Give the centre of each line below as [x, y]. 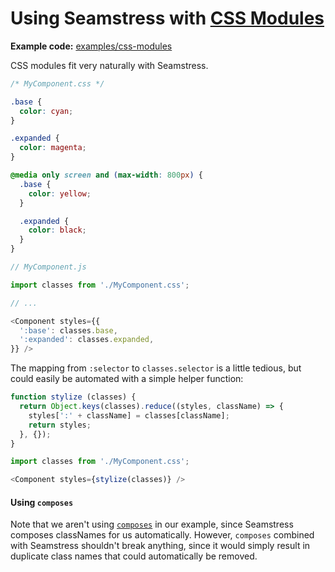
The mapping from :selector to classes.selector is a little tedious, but [156, 368]
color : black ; [57, 230]
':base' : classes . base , [68, 330]
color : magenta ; [53, 148]
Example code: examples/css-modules [91, 46]
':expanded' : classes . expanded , [87, 340]
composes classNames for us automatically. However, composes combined [162, 535]
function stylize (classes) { [73, 397]
